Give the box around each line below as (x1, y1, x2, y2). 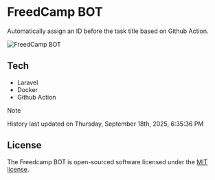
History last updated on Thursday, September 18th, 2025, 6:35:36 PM (7, 120, 204, 128)
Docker (16, 85, 38, 93)
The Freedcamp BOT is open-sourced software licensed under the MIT (7, 157, 208, 166)
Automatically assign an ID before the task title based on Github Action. (7, 27, 209, 35)
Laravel (16, 78, 38, 87)
